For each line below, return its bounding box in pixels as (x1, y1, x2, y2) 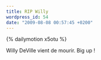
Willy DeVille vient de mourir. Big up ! (6, 47, 96, 54)
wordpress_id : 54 (6, 14, 49, 20)
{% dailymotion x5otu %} (6, 36, 67, 43)
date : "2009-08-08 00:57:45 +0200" (6, 19, 93, 25)
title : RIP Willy (6, 8, 49, 15)
